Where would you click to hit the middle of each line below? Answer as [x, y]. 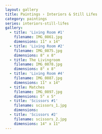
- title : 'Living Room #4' [37, 74]
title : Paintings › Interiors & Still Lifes [51, 14]
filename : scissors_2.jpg [40, 119]
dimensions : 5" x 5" [35, 96]
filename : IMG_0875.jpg [38, 51]
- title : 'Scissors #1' [34, 101]
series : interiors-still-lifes [37, 23]
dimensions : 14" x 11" [37, 124]
